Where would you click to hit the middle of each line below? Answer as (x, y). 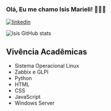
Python (23, 78)
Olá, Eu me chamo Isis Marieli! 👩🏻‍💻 (56, 9)
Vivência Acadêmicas (47, 52)
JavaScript (27, 97)
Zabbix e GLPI (31, 72)
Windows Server (34, 103)
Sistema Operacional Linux (47, 66)
